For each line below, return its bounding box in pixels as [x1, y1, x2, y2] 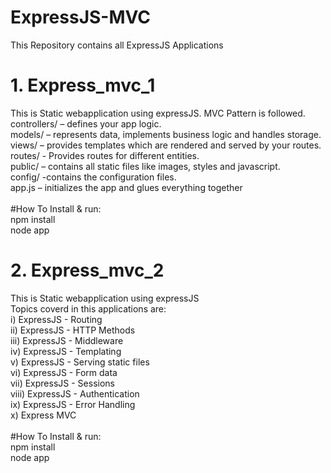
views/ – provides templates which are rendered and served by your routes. [10, 139, 322, 151]
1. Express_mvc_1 [10, 74, 156, 97]
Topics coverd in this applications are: [10, 302, 167, 315]
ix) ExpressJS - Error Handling [10, 398, 136, 410]
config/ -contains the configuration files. [10, 171, 177, 183]
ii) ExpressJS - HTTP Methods [10, 324, 136, 336]
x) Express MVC [10, 409, 77, 421]
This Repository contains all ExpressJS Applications [10, 39, 224, 51]
